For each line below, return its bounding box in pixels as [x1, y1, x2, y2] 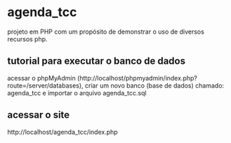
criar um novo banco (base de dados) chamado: [84, 81, 225, 90]
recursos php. [7, 34, 48, 43]
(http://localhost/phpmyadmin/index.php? [77, 74, 198, 82]
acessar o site [7, 109, 70, 121]
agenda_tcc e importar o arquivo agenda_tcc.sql [7, 88, 147, 97]
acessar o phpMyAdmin [7, 74, 76, 82]
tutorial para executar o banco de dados [7, 55, 186, 67]
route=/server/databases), [7, 81, 84, 90]
